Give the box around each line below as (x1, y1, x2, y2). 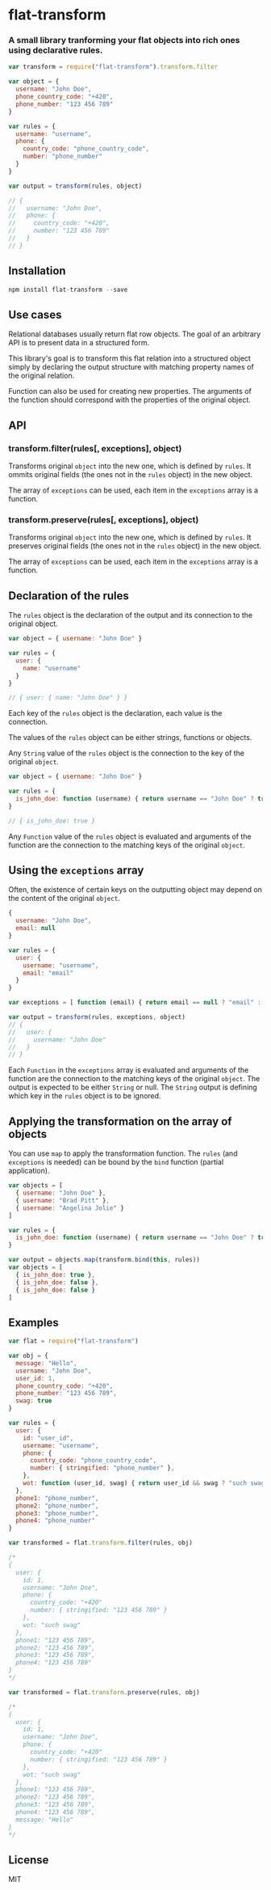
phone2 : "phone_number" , (15, 1502, 99, 1510)
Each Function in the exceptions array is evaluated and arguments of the (8, 1065, 249, 1075)
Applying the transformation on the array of (8, 1114, 232, 1128)
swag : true (15, 1397, 52, 1405)
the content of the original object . (8, 894, 121, 903)
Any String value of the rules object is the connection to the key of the (8, 748, 244, 758)
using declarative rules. (8, 44, 103, 56)
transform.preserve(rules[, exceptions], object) (8, 514, 199, 525)
